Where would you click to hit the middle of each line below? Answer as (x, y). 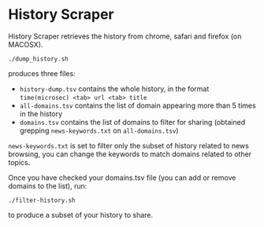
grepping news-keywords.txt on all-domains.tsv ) (99, 130)
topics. (19, 162)
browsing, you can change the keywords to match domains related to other (130, 154)
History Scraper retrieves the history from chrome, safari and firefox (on (125, 36)
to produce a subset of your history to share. (81, 214)
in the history (41, 113)
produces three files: (42, 73)
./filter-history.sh (42, 200)
